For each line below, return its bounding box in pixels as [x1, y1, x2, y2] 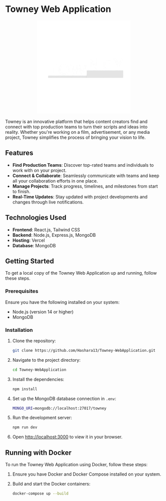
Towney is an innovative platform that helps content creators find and [5, 118, 148, 124]
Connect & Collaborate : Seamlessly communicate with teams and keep [12, 173, 160, 179]
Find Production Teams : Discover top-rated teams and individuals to [12, 162, 154, 168]
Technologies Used [5, 213, 66, 222]
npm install [12, 387, 37, 392]
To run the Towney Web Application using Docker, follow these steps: [5, 462, 148, 468]
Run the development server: [12, 414, 72, 421]
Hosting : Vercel [12, 237, 45, 243]
